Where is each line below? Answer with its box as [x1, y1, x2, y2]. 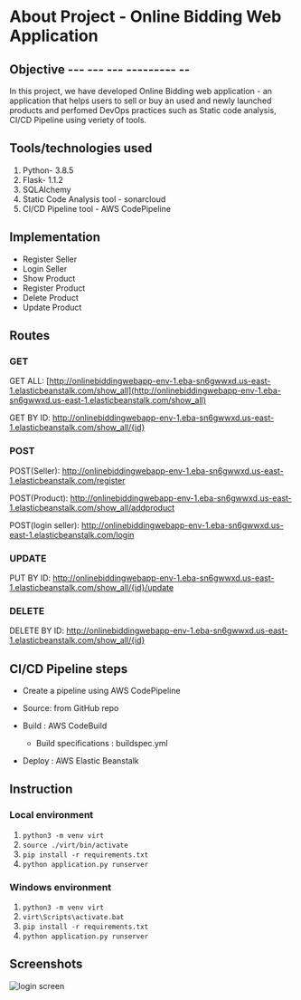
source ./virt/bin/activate [22, 841, 128, 850]
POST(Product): [9, 492, 69, 504]
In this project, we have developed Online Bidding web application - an [9, 86, 273, 96]
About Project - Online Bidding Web [9, 6, 282, 27]
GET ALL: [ [9, 376, 50, 387]
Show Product [22, 273, 76, 284]
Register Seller [22, 254, 78, 264]
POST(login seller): [9, 519, 80, 531]
